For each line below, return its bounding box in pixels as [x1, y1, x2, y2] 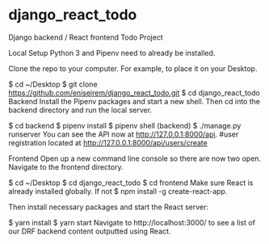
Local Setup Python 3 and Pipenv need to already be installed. [8, 48, 216, 57]
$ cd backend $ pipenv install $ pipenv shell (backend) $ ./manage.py [8, 120, 242, 130]
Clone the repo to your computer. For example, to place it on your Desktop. [8, 63, 258, 74]
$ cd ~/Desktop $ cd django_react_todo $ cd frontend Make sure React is [8, 178, 254, 187]
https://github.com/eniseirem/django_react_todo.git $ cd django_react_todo [8, 87, 260, 98]
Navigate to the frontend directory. [8, 162, 124, 171]
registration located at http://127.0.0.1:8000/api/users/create [8, 137, 208, 147]
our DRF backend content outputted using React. [8, 226, 171, 236]
